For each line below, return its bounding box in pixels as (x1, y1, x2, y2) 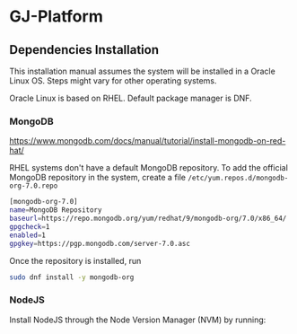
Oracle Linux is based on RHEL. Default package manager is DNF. (9, 92, 253, 103)
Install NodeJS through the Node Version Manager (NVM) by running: (9, 314, 266, 325)
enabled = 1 (9, 231, 47, 240)
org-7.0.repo (9, 181, 58, 190)
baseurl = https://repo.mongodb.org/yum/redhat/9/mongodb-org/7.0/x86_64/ (9, 214, 287, 224)
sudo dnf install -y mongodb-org (9, 272, 135, 282)
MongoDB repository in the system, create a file (9, 172, 187, 183)
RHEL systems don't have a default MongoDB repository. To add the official (9, 163, 289, 173)
